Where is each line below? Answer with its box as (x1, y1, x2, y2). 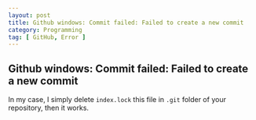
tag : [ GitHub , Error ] (8, 33, 86, 41)
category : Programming (8, 26, 82, 34)
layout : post (8, 11, 51, 19)
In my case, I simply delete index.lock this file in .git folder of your (8, 95, 226, 104)
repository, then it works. (8, 103, 89, 113)
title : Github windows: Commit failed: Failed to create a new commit (8, 19, 244, 26)
